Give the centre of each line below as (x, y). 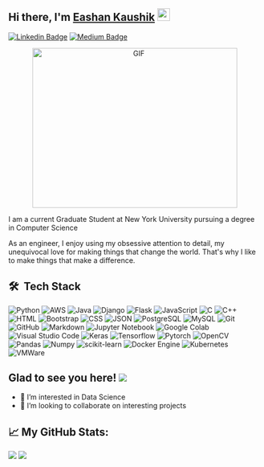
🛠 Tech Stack (45, 287)
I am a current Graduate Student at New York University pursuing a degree (132, 219)
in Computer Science (43, 227)
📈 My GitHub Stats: (59, 432)
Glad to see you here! (63, 378)
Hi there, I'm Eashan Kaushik (81, 17)
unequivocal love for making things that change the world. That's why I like (132, 252)
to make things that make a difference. (72, 260)
